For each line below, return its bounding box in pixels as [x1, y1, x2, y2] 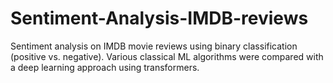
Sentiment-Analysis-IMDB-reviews [10, 7, 309, 30]
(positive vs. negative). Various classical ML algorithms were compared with [10, 50, 324, 62]
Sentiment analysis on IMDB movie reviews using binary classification [10, 40, 298, 52]
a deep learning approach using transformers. [10, 61, 200, 73]
